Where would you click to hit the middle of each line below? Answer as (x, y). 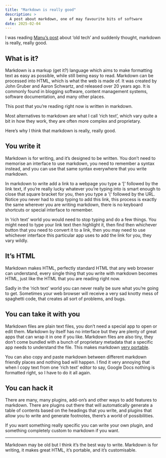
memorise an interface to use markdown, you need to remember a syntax (80, 163)
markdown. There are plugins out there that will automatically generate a (79, 405)
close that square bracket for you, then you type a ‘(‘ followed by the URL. (80, 194)
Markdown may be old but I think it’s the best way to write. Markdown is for (82, 445)
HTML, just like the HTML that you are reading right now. (63, 278)
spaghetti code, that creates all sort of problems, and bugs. (65, 299)
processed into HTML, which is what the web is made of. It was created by (81, 81)
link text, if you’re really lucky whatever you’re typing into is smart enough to (83, 189)
